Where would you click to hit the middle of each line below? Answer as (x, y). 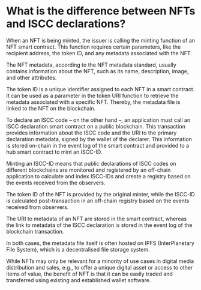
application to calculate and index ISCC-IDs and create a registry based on (98, 176)
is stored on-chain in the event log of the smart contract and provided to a (98, 145)
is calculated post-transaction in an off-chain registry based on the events (98, 201)
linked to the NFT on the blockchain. (51, 108)
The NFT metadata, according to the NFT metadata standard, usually (91, 65)
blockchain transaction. (35, 231)
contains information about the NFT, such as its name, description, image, (97, 71)
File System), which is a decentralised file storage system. (78, 249)
